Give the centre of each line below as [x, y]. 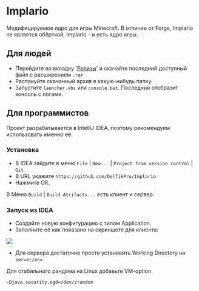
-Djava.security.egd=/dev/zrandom [50, 282]
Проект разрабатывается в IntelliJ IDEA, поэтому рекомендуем [88, 128]
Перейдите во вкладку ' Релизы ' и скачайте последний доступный [101, 68]
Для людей [29, 54]
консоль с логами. [39, 94]
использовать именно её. [39, 134]
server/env [29, 260]
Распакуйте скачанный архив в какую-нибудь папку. [84, 81]
